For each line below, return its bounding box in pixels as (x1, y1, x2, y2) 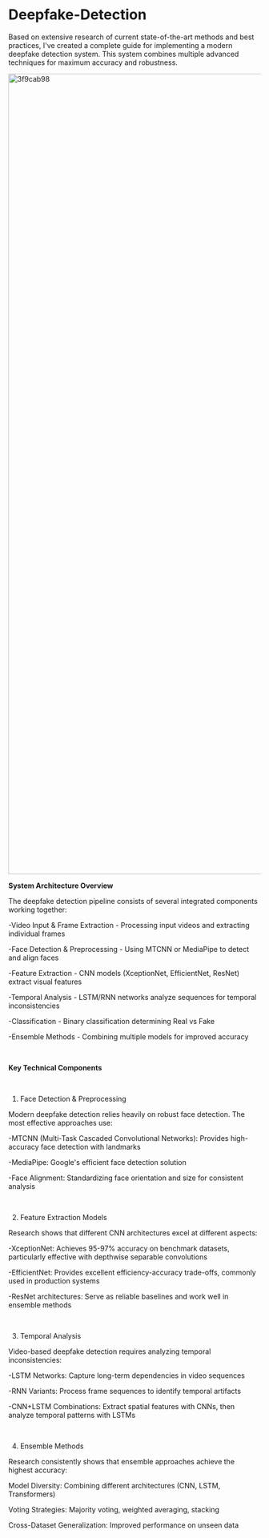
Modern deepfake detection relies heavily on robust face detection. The (8, 1109, 246, 1118)
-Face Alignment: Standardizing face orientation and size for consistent (8, 1173, 244, 1183)
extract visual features (8, 977, 82, 986)
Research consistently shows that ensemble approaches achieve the (8, 1456, 235, 1466)
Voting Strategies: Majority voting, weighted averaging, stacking (8, 1504, 220, 1514)
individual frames (8, 929, 66, 938)
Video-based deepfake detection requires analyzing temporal (8, 1347, 211, 1356)
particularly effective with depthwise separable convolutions (8, 1251, 208, 1262)
